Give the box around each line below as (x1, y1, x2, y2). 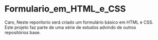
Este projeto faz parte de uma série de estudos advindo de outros (4, 24, 137, 30)
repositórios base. (4, 29, 41, 35)
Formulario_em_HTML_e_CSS (4, 3, 126, 14)
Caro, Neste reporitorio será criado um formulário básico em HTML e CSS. (4, 19, 154, 25)
